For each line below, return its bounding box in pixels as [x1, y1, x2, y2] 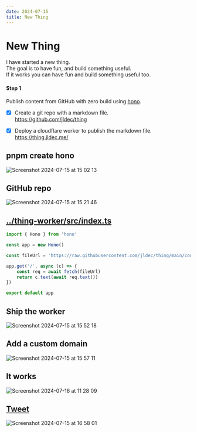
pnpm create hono [6, 151, 74, 161]
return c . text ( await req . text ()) [16, 274, 98, 280]
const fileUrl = [6, 252, 46, 258]
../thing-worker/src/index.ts [6, 215, 112, 226]
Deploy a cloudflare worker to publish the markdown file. [14, 127, 152, 134]
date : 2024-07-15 [6, 8, 49, 15]
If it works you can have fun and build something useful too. [6, 71, 151, 78]
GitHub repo [6, 183, 52, 193]
